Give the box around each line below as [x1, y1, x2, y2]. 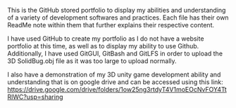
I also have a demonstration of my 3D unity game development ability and [7, 70, 221, 79]
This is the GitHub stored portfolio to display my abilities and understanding [7, 6, 226, 14]
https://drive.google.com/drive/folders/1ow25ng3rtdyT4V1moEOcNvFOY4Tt [7, 86, 227, 93]
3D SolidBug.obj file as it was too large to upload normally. [7, 57, 178, 65]
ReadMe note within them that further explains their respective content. [7, 21, 215, 29]
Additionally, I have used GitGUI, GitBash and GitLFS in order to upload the [7, 49, 223, 58]
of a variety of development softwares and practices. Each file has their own [7, 13, 229, 22]
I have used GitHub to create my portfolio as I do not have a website [7, 34, 204, 43]
